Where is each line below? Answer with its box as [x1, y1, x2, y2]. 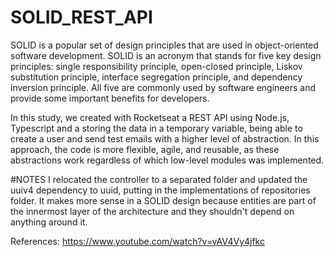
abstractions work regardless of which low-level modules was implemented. [10, 154, 325, 166]
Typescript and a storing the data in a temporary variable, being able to [10, 122, 303, 134]
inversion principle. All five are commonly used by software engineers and [10, 81, 316, 93]
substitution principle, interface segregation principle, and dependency [10, 71, 303, 83]
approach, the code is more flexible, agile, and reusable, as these [10, 143, 280, 155]
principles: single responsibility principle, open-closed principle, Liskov [10, 60, 303, 72]
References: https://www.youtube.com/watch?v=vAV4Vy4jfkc [10, 235, 265, 247]
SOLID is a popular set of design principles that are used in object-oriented [10, 39, 319, 51]
